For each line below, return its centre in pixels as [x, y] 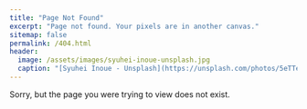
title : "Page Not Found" [57, 18]
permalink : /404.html [51, 43]
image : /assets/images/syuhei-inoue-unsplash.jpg [114, 60]
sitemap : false [38, 35]
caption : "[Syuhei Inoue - [69, 69]
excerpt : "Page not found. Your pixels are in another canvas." [134, 26]
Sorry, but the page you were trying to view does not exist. [120, 94]
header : [24, 52]
